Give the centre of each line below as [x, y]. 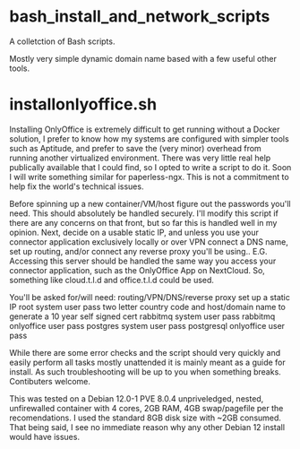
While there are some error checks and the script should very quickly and [145, 352]
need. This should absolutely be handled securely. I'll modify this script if [144, 213]
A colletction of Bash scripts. [62, 41]
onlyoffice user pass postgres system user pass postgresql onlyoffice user [147, 325]
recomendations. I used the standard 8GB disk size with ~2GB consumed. [146, 418]
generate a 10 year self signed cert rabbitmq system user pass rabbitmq [142, 316]
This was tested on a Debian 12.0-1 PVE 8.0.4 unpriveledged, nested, [137, 398]
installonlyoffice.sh [83, 104]
